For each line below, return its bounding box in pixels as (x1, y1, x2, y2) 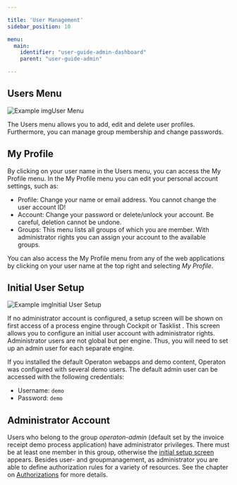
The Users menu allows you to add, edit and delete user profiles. (7, 120, 195, 128)
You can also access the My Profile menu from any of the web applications (7, 254, 225, 262)
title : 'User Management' (7, 16, 83, 23)
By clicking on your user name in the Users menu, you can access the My (7, 166, 221, 175)
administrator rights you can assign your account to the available (17, 233, 206, 241)
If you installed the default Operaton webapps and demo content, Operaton (7, 357, 226, 367)
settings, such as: (7, 181, 59, 190)
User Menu (51, 106, 85, 115)
